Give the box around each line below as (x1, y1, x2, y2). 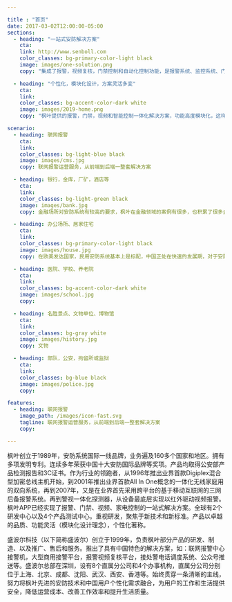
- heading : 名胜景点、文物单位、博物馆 (13, 310, 115, 317)
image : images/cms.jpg (19, 157, 85, 164)
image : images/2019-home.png (19, 106, 104, 113)
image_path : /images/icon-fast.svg (19, 413, 122, 420)
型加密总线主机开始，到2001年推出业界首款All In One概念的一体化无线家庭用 (7, 477, 224, 486)
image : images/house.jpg (19, 247, 91, 254)
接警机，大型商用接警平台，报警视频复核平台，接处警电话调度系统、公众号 (7, 552, 219, 561)
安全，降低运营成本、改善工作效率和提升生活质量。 (7, 587, 153, 596)
